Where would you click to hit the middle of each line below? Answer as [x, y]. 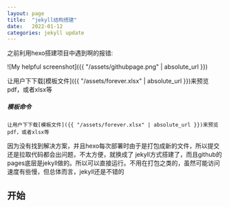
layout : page [26, 13]
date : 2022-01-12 [35, 26]
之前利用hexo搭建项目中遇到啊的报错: [60, 53]
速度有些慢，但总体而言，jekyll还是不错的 [66, 172]
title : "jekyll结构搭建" [42, 20]
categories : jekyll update [46, 33]
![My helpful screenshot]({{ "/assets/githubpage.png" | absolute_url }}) [108, 67]
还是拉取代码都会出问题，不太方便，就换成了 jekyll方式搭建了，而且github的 [115, 155]
